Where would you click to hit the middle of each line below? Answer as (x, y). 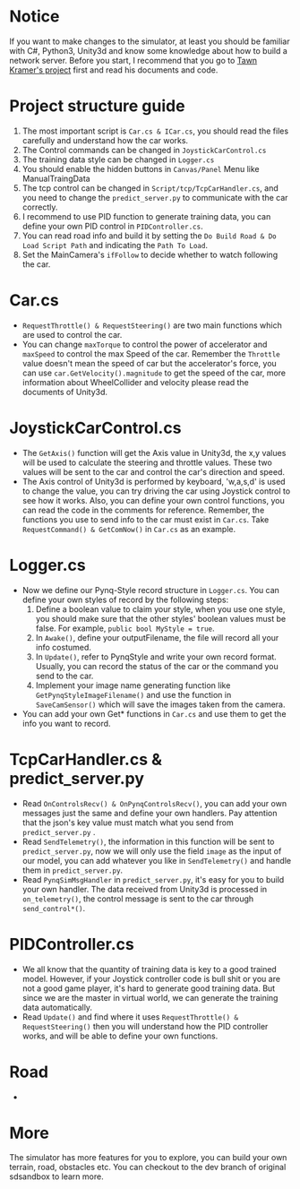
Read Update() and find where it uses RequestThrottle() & (130, 1017)
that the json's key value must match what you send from (128, 823)
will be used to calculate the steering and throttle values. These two (147, 462)
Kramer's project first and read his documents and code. (114, 70)
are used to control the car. (72, 334)
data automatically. (57, 1007)
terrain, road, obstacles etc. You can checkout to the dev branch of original (148, 1167)
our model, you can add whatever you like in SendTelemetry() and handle (157, 860)
